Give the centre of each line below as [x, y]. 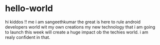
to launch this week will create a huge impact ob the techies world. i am [77, 32]
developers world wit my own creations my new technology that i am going [80, 27]
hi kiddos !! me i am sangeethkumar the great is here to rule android [73, 22]
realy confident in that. [28, 37]
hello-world [29, 8]
